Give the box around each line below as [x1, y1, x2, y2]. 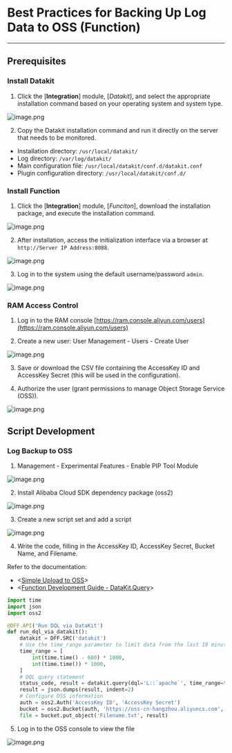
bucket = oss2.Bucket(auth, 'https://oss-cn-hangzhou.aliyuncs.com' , [19, 705, 224, 712]
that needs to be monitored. [17, 133, 97, 142]
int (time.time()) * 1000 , [32, 660, 107, 667]
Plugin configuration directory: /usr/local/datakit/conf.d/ [17, 169, 186, 177]
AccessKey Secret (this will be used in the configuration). [17, 371, 181, 379]
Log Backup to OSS [7, 446, 73, 455]
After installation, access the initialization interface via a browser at [17, 236, 209, 244]
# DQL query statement [19, 674, 85, 680]
